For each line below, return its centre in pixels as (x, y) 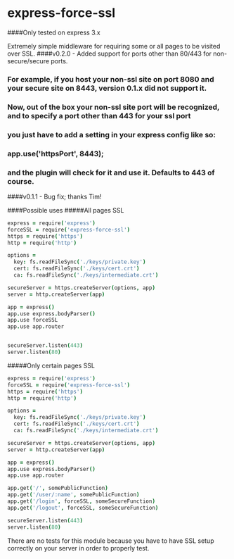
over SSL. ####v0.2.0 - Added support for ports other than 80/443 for (110, 54)
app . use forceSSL (33, 320)
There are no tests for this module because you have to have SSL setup (111, 541)
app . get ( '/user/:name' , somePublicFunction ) (73, 495)
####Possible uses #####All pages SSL (66, 210)
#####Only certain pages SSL (51, 365)
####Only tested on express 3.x (54, 32)
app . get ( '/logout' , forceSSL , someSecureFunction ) (83, 508)
